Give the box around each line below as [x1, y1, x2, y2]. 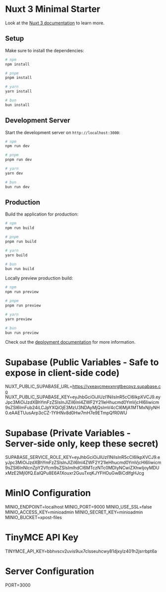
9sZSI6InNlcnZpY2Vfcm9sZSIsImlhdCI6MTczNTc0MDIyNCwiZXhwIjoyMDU [5, 465, 160, 471]
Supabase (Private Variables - [5, 427, 131, 439]
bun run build [5, 266, 35, 271]
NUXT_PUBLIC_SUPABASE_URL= [5, 383, 73, 389]
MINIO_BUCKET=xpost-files [5, 515, 62, 520]
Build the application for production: [5, 211, 78, 217]
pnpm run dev [5, 157, 32, 162]
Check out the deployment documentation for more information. [5, 339, 136, 345]
